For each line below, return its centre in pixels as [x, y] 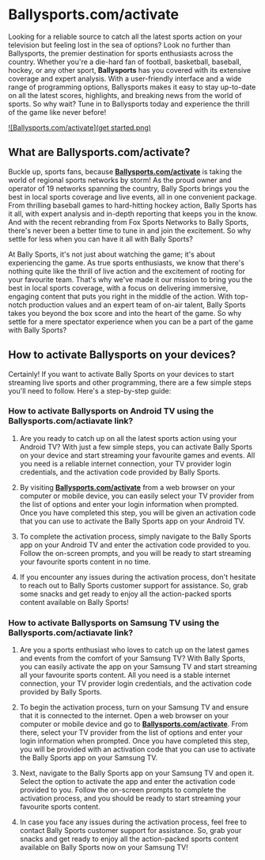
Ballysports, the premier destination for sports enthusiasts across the [121, 53]
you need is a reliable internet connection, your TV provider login [125, 463]
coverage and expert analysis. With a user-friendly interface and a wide [125, 78]
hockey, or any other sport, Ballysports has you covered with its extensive [130, 70]
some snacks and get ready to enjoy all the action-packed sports [125, 594]
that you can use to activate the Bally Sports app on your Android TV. [132, 521]
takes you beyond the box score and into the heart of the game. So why [125, 313]
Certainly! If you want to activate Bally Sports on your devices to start [121, 374]
